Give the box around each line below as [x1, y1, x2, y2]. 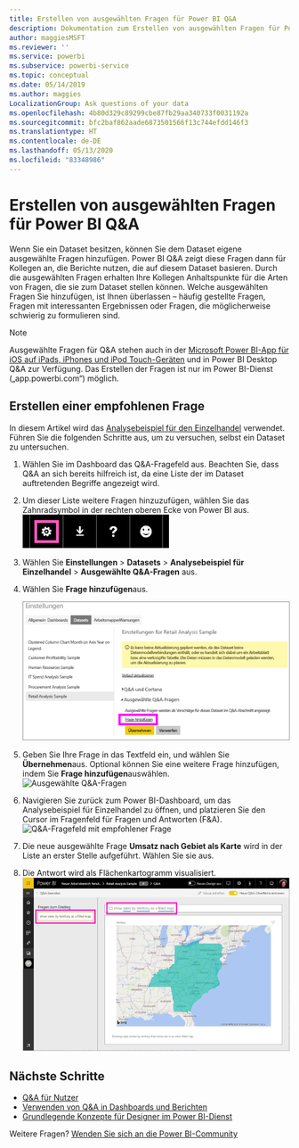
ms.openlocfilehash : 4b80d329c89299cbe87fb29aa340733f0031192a [9, 108, 249, 118]
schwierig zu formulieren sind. [9, 310, 121, 320]
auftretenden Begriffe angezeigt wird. [21, 477, 160, 488]
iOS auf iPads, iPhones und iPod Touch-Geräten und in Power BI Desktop [9, 353, 278, 365]
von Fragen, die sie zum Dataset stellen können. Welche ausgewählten [9, 281, 269, 292]
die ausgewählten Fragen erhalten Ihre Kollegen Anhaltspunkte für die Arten [9, 272, 288, 283]
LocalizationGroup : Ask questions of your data [9, 99, 190, 108]
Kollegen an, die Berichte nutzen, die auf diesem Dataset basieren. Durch [9, 262, 278, 273]
